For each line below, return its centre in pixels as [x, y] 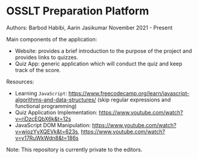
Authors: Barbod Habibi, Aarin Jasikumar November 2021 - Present [89, 28]
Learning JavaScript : [41, 93]
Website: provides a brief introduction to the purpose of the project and [104, 51]
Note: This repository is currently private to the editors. [74, 149]
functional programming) [46, 106]
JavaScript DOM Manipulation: [53, 125]
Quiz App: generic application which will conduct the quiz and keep [98, 64]
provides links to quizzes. [46, 57]
